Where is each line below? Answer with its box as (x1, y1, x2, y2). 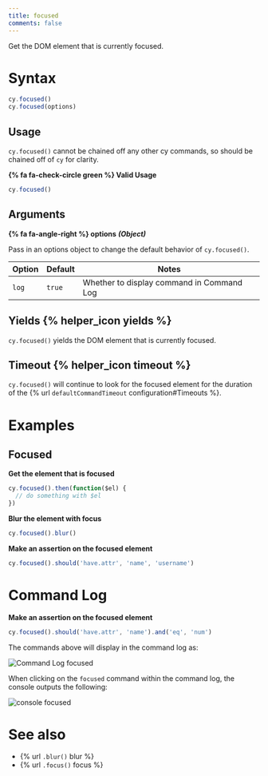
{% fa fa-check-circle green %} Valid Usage (8, 170, 157, 180)
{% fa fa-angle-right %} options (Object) (8, 229, 146, 238)
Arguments (8, 208, 66, 221)
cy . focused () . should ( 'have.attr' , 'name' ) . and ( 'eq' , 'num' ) (8, 628, 213, 636)
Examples (8, 416, 75, 434)
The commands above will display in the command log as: (8, 643, 199, 652)
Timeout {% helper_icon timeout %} (8, 358, 191, 372)
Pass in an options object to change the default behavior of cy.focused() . (8, 245, 250, 254)
